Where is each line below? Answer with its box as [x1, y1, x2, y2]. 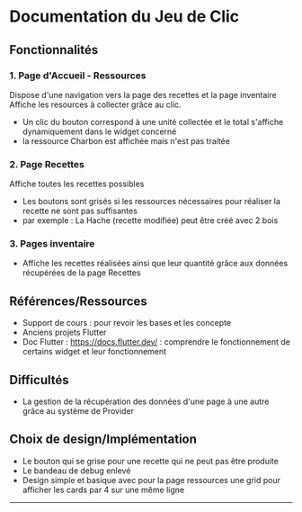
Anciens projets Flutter [22, 327, 107, 338]
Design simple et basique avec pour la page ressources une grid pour [22, 474, 281, 485]
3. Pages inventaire [9, 238, 95, 250]
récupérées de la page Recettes [22, 267, 141, 278]
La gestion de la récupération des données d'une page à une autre [22, 396, 270, 407]
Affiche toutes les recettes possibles [9, 178, 145, 190]
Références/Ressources [9, 293, 148, 309]
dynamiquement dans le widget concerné [22, 126, 177, 137]
